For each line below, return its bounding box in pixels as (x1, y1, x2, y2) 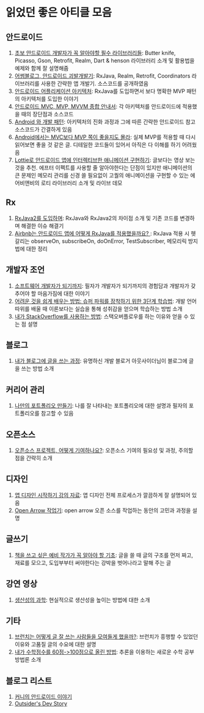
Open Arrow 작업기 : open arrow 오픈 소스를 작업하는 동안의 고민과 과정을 (14, 506, 191, 514)
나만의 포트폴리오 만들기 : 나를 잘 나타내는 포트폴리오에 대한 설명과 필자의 (14, 402, 188, 409)
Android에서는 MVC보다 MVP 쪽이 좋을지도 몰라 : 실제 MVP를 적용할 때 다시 (14, 133, 196, 141)
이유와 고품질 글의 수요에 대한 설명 (14, 641, 97, 648)
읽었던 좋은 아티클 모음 (5, 6, 112, 20)
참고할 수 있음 (41, 409, 74, 417)
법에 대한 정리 (14, 245, 48, 252)
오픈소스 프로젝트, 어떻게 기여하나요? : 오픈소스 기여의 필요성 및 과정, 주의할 (14, 447, 194, 454)
